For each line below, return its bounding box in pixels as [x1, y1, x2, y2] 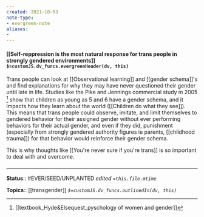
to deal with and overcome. [6, 153, 75, 160]
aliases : [6, 26, 29, 32]
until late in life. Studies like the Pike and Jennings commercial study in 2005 [6, 89, 198, 96]
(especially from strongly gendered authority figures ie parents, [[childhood [6, 128, 195, 136]
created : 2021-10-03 [6, 9, 59, 15]
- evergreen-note [6, 20, 50, 26]
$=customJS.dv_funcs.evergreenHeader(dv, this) [6, 63, 129, 69]
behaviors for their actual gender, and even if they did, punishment [6, 122, 173, 129]
